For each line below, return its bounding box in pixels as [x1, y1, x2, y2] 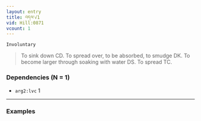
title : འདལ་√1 [6, 14, 40, 20]
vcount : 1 [6, 25, 31, 32]
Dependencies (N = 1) [6, 73, 70, 82]
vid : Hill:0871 [6, 20, 44, 26]
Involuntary [6, 42, 36, 48]
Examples [6, 107, 36, 116]
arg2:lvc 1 [14, 87, 41, 94]
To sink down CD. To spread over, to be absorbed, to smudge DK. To [20, 52, 190, 60]
